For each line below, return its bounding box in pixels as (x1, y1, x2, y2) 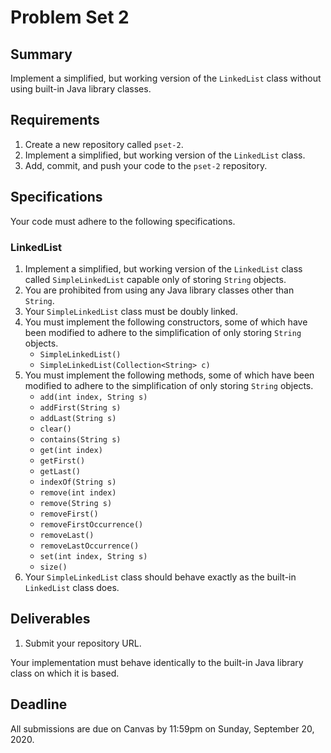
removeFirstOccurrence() (39, 519, 144, 530)
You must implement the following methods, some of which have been (24, 369, 315, 381)
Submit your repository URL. (24, 637, 142, 649)
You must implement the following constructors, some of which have (24, 316, 308, 328)
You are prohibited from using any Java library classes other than (24, 284, 295, 296)
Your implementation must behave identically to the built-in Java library (10, 656, 304, 668)
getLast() (39, 466, 82, 476)
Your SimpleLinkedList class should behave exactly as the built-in (24, 571, 297, 583)
